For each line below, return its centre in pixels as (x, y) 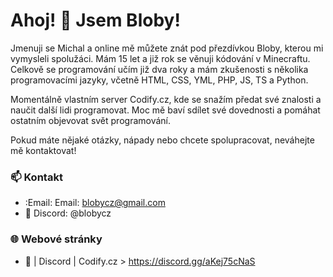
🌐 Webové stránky (56, 239)
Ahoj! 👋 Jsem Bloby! (95, 20)
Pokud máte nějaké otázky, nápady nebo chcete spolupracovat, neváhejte (162, 140)
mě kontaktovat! (43, 150)
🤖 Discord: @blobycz (68, 213)
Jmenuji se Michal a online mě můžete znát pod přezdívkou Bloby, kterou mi (167, 48)
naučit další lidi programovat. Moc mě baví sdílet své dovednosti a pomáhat (165, 110)
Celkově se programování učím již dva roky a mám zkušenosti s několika (159, 69)
